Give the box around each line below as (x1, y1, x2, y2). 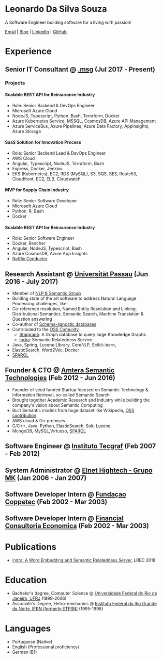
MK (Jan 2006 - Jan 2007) (5, 474, 87, 482)
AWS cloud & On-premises (12, 417, 65, 423)
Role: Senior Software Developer (12, 198, 77, 204)
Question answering (12, 316, 52, 322)
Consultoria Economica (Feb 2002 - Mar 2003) (5, 522, 149, 530)
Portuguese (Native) (12, 639, 53, 645)
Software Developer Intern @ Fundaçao (5, 490, 127, 498)
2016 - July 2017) (5, 278, 59, 286)
